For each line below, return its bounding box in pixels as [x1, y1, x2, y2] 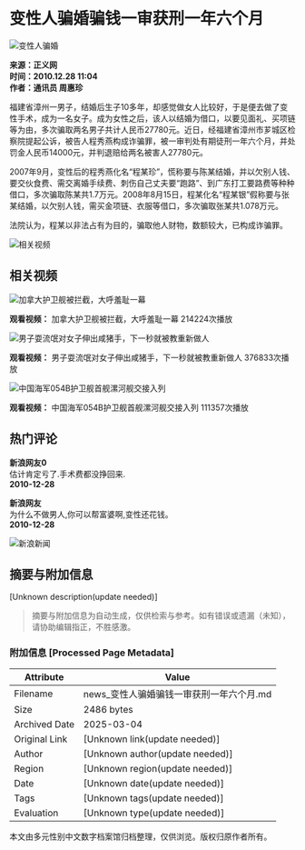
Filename [14, 687, 54, 700]
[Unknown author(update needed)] [83, 747, 233, 760]
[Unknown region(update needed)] [83, 762, 233, 775]
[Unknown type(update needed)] [83, 806, 225, 819]
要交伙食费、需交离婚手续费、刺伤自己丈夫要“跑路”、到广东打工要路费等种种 [9, 177, 295, 188]
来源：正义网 [9, 59, 57, 70]
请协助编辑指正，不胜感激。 [31, 622, 136, 633]
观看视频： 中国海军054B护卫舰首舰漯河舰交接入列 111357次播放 [9, 402, 250, 413]
